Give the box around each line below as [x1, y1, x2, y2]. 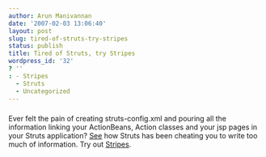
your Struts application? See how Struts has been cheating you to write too [8, 131, 258, 141]
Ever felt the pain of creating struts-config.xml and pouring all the [8, 114, 226, 124]
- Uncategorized [15, 87, 70, 95]
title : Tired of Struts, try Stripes [8, 49, 136, 57]
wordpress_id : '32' [8, 57, 74, 66]
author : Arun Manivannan [8, 11, 92, 20]
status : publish [8, 42, 63, 50]
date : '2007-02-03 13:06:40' [8, 19, 107, 28]
